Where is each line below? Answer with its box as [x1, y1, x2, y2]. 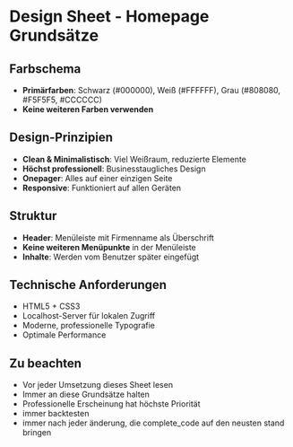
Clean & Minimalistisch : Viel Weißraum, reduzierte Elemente [22, 153, 246, 164]
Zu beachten [9, 355, 82, 371]
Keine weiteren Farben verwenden [22, 104, 154, 114]
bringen [22, 427, 52, 438]
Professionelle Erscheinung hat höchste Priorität [22, 399, 201, 409]
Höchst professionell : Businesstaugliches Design [22, 163, 206, 174]
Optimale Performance [22, 329, 107, 340]
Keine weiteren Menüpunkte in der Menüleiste [22, 241, 197, 252]
